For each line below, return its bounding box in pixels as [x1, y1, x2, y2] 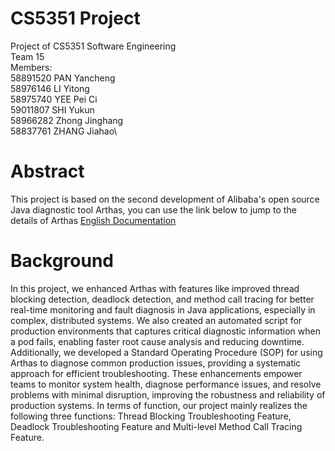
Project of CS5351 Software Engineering [10, 40, 177, 52]
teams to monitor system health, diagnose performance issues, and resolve [10, 378, 322, 390]
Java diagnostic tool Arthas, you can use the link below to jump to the [10, 203, 297, 216]
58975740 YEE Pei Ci [10, 93, 98, 105]
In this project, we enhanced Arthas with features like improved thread [10, 282, 300, 294]
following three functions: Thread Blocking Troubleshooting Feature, [10, 410, 292, 422]
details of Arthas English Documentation [10, 214, 177, 226]
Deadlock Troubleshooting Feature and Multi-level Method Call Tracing [10, 420, 303, 432]
